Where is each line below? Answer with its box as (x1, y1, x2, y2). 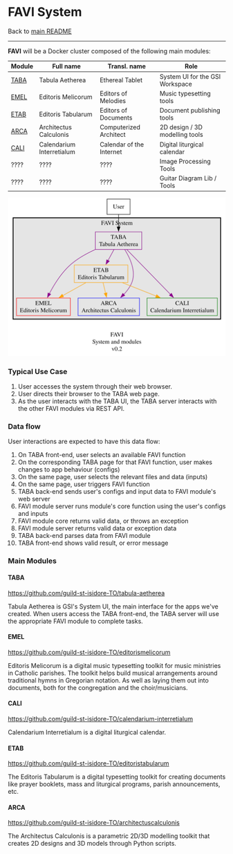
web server (17, 495, 50, 503)
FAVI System (8, 4, 82, 20)
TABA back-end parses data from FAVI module (17, 532, 151, 540)
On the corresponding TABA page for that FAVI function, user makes (17, 458, 213, 467)
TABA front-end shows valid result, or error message (17, 539, 169, 547)
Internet (100, 147, 122, 156)
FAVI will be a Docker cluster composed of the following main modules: (8, 46, 211, 55)
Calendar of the (100, 140, 145, 149)
